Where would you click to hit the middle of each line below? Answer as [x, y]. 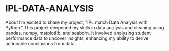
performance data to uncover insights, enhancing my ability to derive [77, 38]
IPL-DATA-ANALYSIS [50, 9]
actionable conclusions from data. [41, 43]
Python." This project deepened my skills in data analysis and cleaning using [85, 27]
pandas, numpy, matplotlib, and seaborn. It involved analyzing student [78, 33]
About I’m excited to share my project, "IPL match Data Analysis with [76, 22]
